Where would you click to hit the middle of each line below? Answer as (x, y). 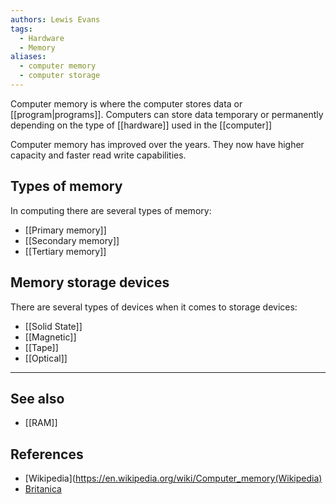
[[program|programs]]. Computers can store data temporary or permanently (167, 114)
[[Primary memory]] (65, 230)
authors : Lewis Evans (55, 19)
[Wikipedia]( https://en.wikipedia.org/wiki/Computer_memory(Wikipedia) (173, 478)
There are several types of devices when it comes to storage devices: (154, 307)
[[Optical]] (46, 358)
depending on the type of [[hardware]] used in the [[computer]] (141, 125)
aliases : (28, 57)
